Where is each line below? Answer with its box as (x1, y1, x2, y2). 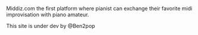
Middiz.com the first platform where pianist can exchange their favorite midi (6, 5, 193, 12)
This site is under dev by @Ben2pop (6, 23, 95, 29)
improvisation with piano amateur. (6, 11, 89, 18)
